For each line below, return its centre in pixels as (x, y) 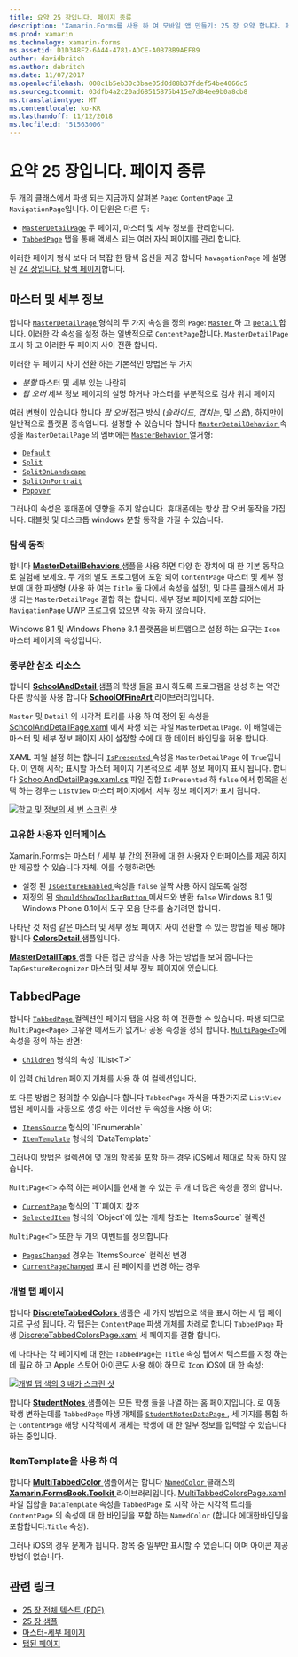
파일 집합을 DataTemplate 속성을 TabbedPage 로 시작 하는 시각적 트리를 (131, 1504)
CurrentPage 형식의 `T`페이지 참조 (81, 1206)
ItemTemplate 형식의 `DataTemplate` (86, 1138)
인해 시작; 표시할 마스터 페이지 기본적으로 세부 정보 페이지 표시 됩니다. (150, 768)
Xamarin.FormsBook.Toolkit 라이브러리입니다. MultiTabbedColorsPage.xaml (148, 1494)
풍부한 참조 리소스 (45, 665)
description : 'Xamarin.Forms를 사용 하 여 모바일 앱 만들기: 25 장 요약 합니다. (145, 26)
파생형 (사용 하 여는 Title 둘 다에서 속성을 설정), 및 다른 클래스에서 (159, 588)
